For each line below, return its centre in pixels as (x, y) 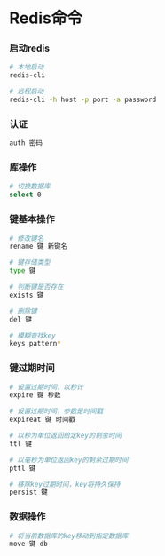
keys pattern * (35, 344)
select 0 (25, 195)
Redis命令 (46, 18)
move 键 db (29, 544)
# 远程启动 (27, 91)
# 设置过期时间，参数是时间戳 (56, 411)
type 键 (23, 271)
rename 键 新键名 (39, 246)
